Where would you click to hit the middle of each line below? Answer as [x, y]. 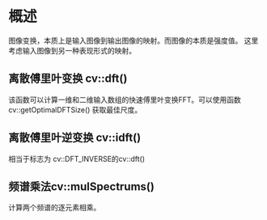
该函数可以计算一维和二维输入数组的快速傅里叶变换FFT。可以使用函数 [125, 99]
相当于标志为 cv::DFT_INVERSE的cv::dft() [77, 159]
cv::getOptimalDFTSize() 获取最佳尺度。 [75, 109]
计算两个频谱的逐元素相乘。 [55, 208]
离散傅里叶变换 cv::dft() [68, 79]
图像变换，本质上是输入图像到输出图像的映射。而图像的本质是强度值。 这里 [133, 40]
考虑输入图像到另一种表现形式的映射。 [72, 50]
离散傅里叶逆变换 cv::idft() [75, 138]
